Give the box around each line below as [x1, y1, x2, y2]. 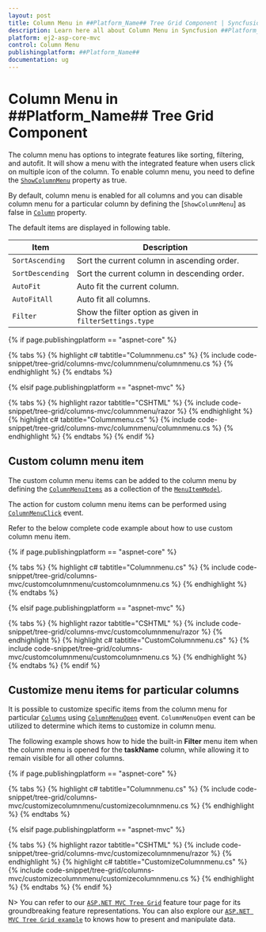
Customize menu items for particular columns [8, 684, 240, 697]
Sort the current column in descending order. [76, 267, 245, 278]
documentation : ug [8, 56, 69, 64]
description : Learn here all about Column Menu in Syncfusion [8, 26, 218, 34]
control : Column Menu [8, 41, 80, 49]
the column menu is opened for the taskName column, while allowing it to [8, 745, 249, 754]
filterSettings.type [76, 316, 154, 325]
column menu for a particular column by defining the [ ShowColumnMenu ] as [8, 199, 246, 209]
